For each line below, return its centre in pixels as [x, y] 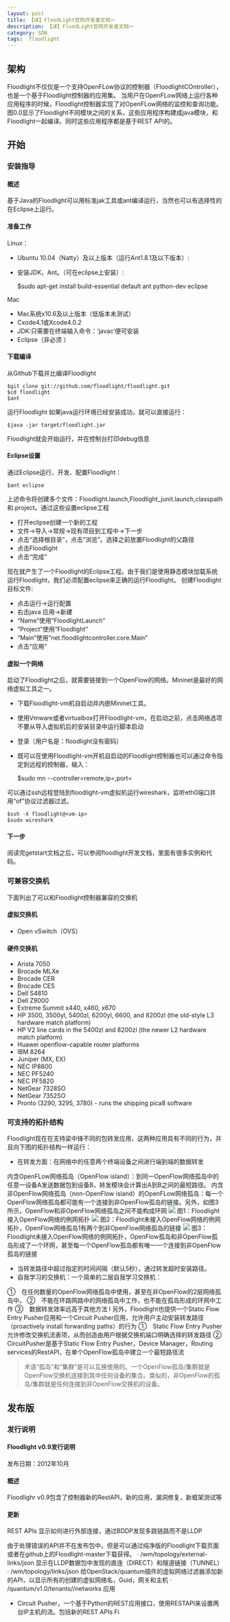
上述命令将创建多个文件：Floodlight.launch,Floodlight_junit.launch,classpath [115, 499]
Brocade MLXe [38, 971]
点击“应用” [32, 647]
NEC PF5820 [35, 1081]
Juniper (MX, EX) [42, 1060]
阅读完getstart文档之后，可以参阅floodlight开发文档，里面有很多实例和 [107, 853]
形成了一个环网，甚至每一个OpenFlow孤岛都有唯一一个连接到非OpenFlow [117, 1246]
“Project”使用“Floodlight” [53, 629]
